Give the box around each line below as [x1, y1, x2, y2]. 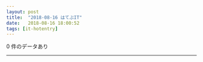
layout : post [6, 8, 39, 15]
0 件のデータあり [6, 43, 48, 50]
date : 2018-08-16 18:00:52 [6, 20, 80, 26]
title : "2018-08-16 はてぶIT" [6, 14, 83, 20]
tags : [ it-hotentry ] [6, 25, 59, 32]
